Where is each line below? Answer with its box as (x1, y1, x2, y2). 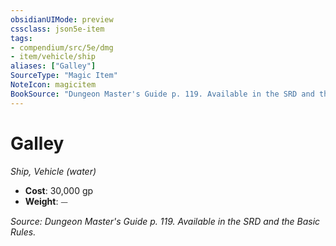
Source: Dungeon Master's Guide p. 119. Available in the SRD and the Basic (10, 215, 321, 227)
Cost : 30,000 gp (24, 184, 94, 196)
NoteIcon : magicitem (10, 80, 97, 90)
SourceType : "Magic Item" (10, 71, 118, 81)
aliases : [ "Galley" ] (10, 61, 97, 71)
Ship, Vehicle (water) (10, 165, 97, 177)
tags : (10, 33, 33, 43)
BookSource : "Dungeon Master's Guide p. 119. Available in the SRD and (10, 89, 315, 99)
